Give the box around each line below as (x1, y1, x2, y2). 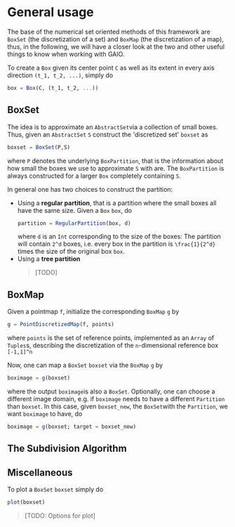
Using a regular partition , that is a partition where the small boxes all (17, 198, 217, 207)
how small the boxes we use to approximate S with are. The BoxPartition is (7, 164, 224, 172)
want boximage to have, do (7, 409, 83, 418)
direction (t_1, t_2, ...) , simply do (7, 71, 114, 79)
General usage (7, 4, 95, 20)
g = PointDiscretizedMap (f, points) (7, 321, 114, 328)
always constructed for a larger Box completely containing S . (7, 171, 181, 180)
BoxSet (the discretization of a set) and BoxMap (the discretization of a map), (7, 34, 224, 43)
